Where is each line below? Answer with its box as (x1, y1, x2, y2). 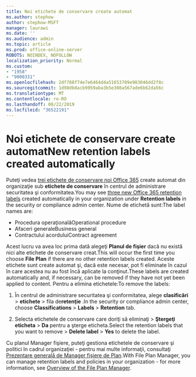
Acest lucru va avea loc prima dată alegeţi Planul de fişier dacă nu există (6, 243, 183, 250)
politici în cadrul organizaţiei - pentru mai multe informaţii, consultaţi (6, 346, 171, 353)
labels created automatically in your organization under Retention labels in (6, 195, 187, 203)
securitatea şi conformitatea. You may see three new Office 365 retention (6, 189, 182, 196)
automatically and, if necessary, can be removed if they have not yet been (6, 274, 185, 281)
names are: (6, 208, 33, 215)
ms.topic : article (6, 42, 51, 48)
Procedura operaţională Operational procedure (14, 219, 126, 226)
